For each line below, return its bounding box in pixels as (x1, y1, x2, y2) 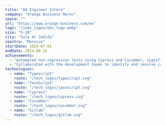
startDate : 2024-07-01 (5, 44, 52, 49)
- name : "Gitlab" (9, 108, 45, 113)
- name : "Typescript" (9, 71, 54, 76)
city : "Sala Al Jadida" (5, 35, 54, 40)
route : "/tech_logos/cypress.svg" (14, 94, 85, 99)
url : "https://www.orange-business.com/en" (5, 21, 96, 26)
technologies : (5, 67, 35, 72)
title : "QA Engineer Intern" (5, 7, 65, 12)
